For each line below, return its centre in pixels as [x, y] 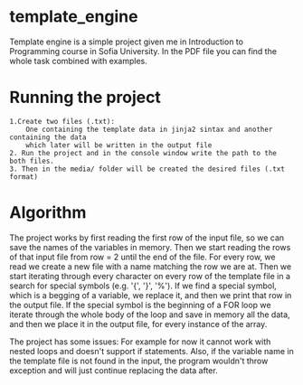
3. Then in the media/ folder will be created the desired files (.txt [147, 169]
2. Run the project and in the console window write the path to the [143, 153]
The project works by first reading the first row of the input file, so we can [147, 238]
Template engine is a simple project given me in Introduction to [127, 42]
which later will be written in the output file [119, 145]
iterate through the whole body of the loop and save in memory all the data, [150, 315]
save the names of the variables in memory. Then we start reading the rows [150, 247]
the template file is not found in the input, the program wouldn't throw [139, 361]
